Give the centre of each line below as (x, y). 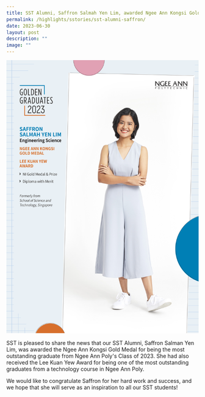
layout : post (23, 32)
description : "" (27, 39)
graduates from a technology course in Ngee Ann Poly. (75, 369)
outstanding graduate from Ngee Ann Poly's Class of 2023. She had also (98, 356)
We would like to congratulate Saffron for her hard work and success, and (99, 380)
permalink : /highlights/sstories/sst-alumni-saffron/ (76, 19)
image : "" (19, 45)
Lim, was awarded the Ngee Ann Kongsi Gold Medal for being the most (95, 349)
